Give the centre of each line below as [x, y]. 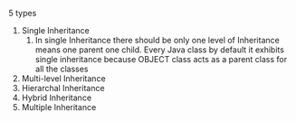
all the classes [62, 69]
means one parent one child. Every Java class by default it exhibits [159, 50]
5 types [23, 13]
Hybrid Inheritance [57, 98]
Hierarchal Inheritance [63, 88]
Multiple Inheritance [59, 107]
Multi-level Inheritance [63, 79]
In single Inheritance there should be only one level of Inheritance [157, 40]
